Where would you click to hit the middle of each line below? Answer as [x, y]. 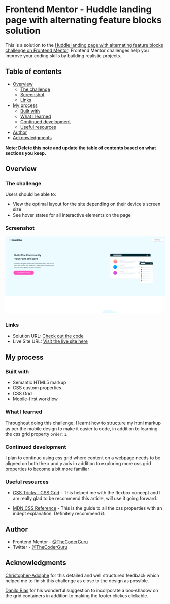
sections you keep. [26, 153]
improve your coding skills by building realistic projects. [63, 56]
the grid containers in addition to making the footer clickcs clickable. [77, 596]
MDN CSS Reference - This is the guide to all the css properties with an [87, 508]
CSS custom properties [37, 388]
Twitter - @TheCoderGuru [40, 547]
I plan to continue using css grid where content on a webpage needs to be [83, 458]
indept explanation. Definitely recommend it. [59, 514]
